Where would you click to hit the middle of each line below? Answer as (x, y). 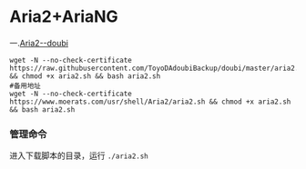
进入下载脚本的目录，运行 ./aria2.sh (79, 155)
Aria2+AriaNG (64, 17)
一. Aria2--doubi (39, 43)
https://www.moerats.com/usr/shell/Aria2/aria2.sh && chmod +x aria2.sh (150, 102)
